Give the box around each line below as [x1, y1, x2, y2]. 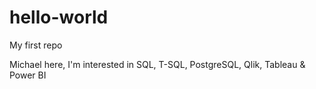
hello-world [9, 6, 109, 29]
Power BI [9, 69, 47, 81]
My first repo [9, 39, 63, 51]
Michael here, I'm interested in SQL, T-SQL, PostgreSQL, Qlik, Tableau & [9, 58, 306, 70]
